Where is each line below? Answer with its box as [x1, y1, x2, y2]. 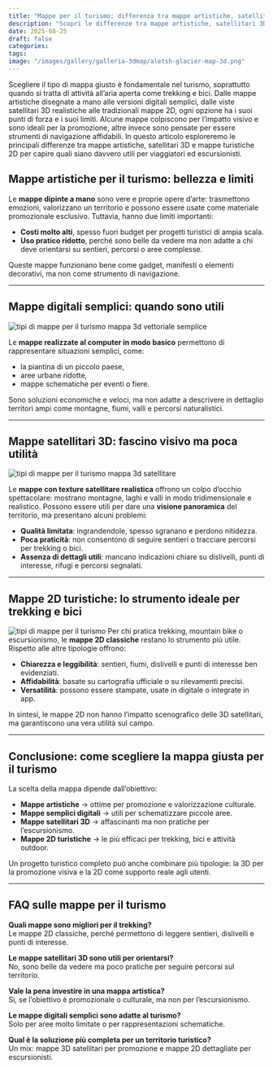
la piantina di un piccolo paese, [19, 361, 124, 371]
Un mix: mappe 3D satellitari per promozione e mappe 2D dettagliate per [8, 1043, 252, 1053]
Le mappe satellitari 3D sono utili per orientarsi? [8, 952, 174, 962]
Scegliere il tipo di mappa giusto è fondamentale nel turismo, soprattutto [8, 79, 250, 89]
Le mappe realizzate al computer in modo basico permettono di [8, 337, 225, 347]
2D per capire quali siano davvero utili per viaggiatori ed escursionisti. [8, 148, 242, 159]
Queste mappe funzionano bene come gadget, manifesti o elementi [8, 259, 234, 269]
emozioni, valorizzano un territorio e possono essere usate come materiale [8, 203, 259, 212]
